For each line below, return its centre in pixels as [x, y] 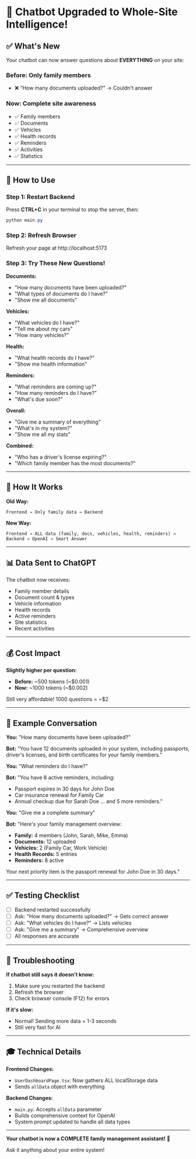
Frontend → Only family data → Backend [55, 512]
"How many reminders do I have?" [56, 393]
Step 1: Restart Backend [41, 197]
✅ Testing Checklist [43, 896]
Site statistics [31, 622]
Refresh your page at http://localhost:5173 [57, 248]
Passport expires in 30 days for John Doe [64, 789]
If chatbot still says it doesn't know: [50, 974]
